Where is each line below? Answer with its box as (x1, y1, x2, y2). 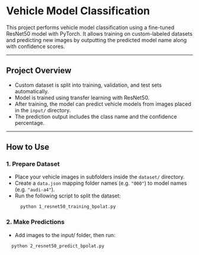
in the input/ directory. (14, 106, 71, 114)
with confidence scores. (6, 43, 65, 50)
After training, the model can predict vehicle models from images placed (14, 100, 191, 108)
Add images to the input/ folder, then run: (14, 231, 115, 238)
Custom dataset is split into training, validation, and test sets (14, 81, 162, 89)
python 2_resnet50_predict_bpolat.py (11, 243, 105, 249)
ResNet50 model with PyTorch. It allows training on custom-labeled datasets (6, 30, 192, 37)
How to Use (6, 142, 50, 152)
